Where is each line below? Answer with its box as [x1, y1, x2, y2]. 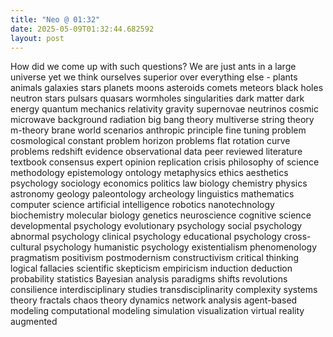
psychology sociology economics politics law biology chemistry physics [10, 177, 308, 190]
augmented [10, 316, 58, 328]
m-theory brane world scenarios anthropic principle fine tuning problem [10, 124, 307, 136]
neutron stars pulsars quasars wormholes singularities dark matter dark [10, 92, 305, 105]
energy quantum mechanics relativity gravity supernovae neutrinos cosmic [10, 103, 319, 115]
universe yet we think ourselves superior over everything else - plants [10, 71, 298, 83]
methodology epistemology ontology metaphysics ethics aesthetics [10, 167, 289, 179]
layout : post [10, 33, 65, 43]
